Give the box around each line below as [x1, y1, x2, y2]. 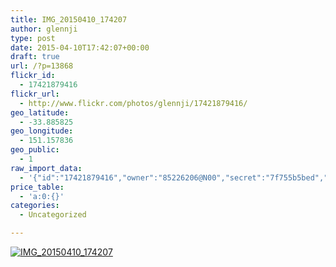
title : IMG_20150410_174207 [10, 14, 128, 25]
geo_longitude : [10, 126, 74, 136]
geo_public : [10, 145, 60, 155]
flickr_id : [10, 71, 56, 81]
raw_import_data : [10, 163, 83, 173]
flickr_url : [10, 89, 60, 99]
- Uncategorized [19, 210, 87, 220]
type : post [10, 33, 56, 43]
